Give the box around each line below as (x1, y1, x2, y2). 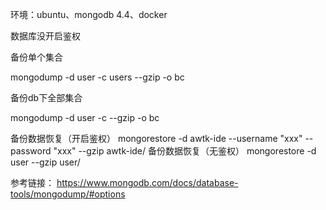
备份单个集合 (10, 51, 63, 63)
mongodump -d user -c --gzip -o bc (10, 112, 160, 123)
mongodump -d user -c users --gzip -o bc (10, 71, 185, 83)
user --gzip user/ (10, 156, 81, 168)
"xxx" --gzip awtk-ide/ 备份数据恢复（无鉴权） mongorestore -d (53, 145, 317, 157)
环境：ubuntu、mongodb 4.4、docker (10, 9, 168, 20)
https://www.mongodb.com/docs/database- (56, 177, 239, 188)
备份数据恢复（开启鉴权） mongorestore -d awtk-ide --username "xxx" (10, 133, 303, 144)
